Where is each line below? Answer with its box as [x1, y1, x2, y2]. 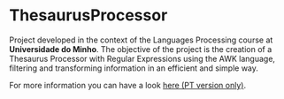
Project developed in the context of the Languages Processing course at [9, 34, 273, 45]
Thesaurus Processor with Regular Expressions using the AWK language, [9, 53, 276, 64]
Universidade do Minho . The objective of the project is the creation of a [9, 43, 272, 54]
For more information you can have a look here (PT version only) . [9, 80, 246, 90]
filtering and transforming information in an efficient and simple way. [9, 63, 259, 73]
